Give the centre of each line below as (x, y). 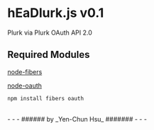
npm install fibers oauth (45, 98)
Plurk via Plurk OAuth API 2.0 (50, 32)
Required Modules (49, 55)
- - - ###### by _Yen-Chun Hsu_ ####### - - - (77, 119)
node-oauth (25, 85)
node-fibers (25, 71)
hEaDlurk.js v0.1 (56, 13)
